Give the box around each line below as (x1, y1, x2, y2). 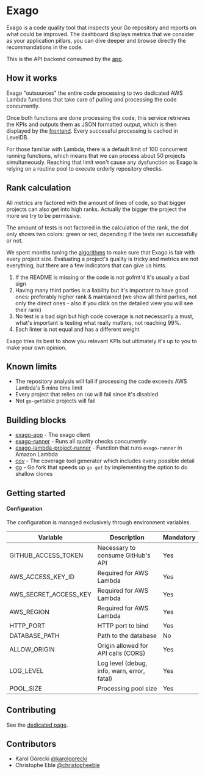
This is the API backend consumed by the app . (6, 55, 124, 62)
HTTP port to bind (97, 621, 149, 630)
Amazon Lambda (15, 451, 58, 458)
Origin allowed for (97, 641, 148, 650)
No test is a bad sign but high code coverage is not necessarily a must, (15, 313, 194, 320)
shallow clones (15, 470, 53, 478)
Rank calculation (6, 183, 71, 193)
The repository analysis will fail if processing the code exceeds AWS (15, 377, 187, 385)
